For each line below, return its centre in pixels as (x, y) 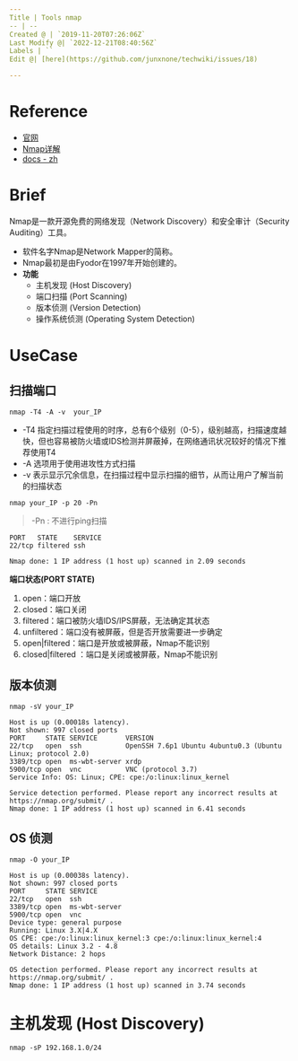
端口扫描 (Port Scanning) (81, 296)
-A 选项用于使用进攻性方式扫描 (79, 463)
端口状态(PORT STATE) (52, 579)
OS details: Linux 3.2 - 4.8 (64, 946)
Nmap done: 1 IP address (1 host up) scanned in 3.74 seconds (128, 985)
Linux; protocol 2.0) (50, 754)
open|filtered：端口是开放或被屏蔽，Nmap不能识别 (116, 643)
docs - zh (40, 159)
